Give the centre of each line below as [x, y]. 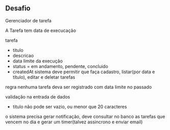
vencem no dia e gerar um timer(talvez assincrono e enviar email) [74, 122]
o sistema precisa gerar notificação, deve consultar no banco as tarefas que [85, 116]
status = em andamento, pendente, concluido [60, 66]
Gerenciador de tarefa [29, 20]
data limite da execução [38, 61]
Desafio [18, 8]
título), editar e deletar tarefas [44, 77]
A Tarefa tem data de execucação [41, 30]
